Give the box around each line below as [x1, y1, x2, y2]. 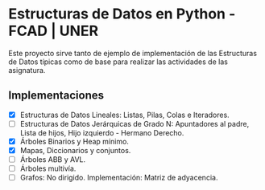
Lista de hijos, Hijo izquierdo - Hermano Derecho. [19, 127, 184, 137]
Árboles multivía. [19, 164, 77, 173]
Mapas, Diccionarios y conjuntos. [19, 145, 131, 155]
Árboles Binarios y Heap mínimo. [19, 136, 129, 146]
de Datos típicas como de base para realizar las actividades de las [8, 57, 228, 67]
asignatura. [8, 65, 46, 75]
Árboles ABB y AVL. [19, 155, 86, 164]
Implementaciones [8, 89, 105, 103]
